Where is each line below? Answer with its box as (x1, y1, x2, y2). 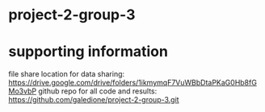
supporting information (8, 43, 168, 61)
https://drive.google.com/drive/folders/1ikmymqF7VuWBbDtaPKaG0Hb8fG (8, 78, 257, 88)
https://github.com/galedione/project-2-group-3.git (8, 95, 179, 105)
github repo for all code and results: (38, 86, 158, 96)
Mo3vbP (8, 86, 37, 96)
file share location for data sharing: (8, 69, 125, 79)
